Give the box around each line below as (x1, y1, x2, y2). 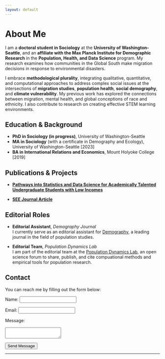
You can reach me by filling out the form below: (5, 286, 101, 292)
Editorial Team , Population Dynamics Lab (12, 244, 97, 249)
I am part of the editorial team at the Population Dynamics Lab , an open (12, 249, 157, 254)
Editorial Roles (5, 211, 50, 219)
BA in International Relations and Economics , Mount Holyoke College (12, 149, 155, 155)
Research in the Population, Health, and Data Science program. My (5, 55, 143, 61)
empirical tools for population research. (12, 259, 92, 265)
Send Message (7, 343, 35, 349)
